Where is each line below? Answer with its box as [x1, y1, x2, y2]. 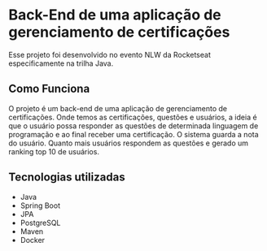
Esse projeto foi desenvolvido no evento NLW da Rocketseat [8, 50, 212, 59]
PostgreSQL [20, 218, 61, 227]
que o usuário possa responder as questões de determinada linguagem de [8, 120, 259, 131]
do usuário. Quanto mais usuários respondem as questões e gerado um [8, 138, 249, 148]
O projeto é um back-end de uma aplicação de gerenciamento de [8, 103, 228, 113]
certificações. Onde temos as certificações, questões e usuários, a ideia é [8, 112, 258, 122]
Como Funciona [8, 82, 90, 96]
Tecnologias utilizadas [8, 171, 125, 184]
